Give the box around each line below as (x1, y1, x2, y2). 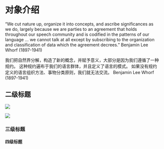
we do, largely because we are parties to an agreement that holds (5, 26, 137, 32)
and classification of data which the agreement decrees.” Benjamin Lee (5, 42, 148, 48)
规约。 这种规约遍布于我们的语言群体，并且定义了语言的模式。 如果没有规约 (5, 63, 157, 69)
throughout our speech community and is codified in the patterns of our (5, 31, 150, 37)
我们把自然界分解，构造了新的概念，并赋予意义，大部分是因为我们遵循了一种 (5, 57, 159, 63)
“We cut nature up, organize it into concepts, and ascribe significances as (5, 21, 154, 27)
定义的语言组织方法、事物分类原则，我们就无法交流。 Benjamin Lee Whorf (5, 69, 154, 75)
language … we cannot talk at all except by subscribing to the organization (5, 36, 155, 42)
